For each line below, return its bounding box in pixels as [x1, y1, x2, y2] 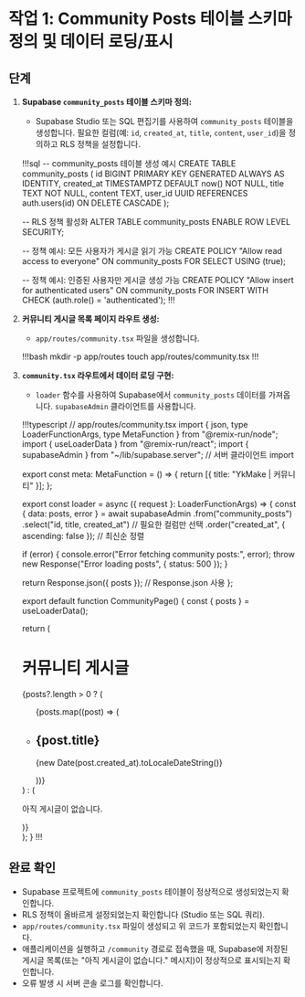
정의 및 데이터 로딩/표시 [8, 31, 174, 52]
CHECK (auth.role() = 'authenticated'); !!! [21, 294, 175, 305]
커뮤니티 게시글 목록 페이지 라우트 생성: [21, 313, 161, 324]
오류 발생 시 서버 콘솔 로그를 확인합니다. [21, 977, 163, 988]
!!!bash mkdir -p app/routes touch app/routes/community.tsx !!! [21, 351, 259, 362]
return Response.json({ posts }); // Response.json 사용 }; [21, 578, 234, 588]
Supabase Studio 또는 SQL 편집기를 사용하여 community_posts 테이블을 [35, 116, 294, 126]
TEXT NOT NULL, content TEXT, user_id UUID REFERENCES [21, 188, 248, 198]
